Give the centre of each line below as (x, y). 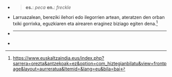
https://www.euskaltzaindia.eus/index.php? (58, 58)
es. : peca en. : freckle (48, 7)
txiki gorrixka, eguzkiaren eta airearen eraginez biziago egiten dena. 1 (85, 23)
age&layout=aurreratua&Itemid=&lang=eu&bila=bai (66, 69)
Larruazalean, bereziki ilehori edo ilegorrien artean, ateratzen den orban (89, 17)
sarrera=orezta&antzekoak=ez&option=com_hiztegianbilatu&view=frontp (90, 63)
